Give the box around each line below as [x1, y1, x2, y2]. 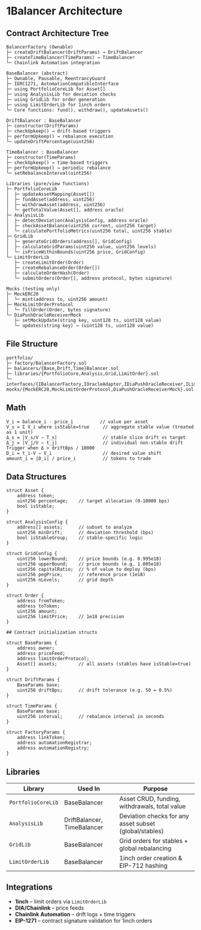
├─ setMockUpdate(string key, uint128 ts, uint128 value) [14, 317, 162, 323]
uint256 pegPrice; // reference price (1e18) [17, 572, 146, 578]
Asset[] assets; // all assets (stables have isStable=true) [17, 661, 191, 667]
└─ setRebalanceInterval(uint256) [6, 170, 93, 176]
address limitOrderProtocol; [17, 656, 90, 662]
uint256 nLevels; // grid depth [17, 577, 114, 583]
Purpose [143, 785, 168, 793]
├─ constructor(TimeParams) [6, 154, 77, 160]
